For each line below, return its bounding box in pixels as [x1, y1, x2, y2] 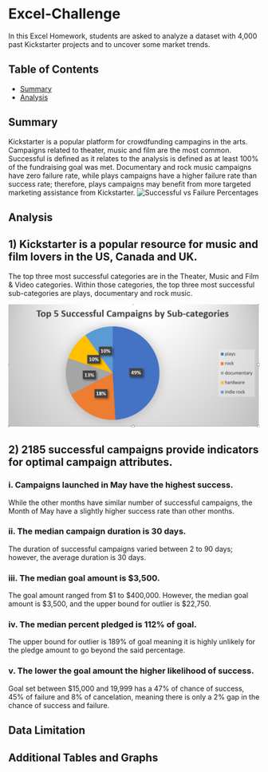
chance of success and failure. [8, 700, 110, 710]
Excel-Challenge [8, 5, 121, 23]
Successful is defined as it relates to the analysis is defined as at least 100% [8, 153, 259, 163]
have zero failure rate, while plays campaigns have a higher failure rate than [8, 171, 258, 180]
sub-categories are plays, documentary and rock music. [8, 288, 193, 297]
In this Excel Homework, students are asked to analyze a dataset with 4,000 [8, 31, 258, 41]
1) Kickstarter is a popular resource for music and [8, 238, 259, 251]
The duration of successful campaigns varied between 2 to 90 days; [8, 544, 234, 553]
